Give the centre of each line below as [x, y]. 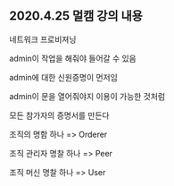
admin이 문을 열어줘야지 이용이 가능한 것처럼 [87, 96]
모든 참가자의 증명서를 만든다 [59, 115]
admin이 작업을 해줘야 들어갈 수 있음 [73, 58]
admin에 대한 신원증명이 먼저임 [63, 77]
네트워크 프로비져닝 [43, 39]
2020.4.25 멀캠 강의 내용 [76, 16]
